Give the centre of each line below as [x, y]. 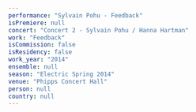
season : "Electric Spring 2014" [61, 74]
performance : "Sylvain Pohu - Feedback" [76, 15]
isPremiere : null [37, 23]
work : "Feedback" [37, 37]
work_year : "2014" [38, 60]
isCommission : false [42, 45]
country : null [32, 96]
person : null [30, 89]
